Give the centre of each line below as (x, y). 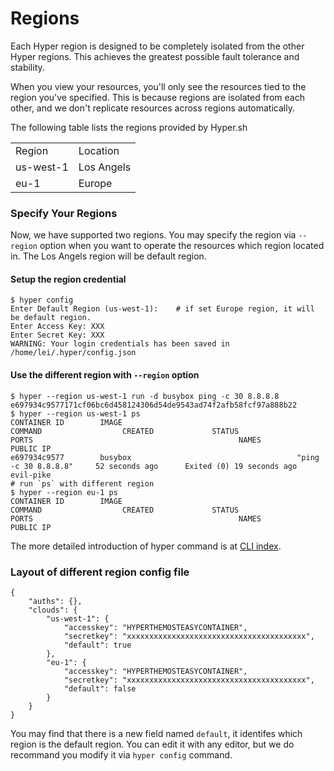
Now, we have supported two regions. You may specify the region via (153, 235)
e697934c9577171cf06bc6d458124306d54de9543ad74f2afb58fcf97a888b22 (154, 405)
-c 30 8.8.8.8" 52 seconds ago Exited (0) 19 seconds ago (154, 466)
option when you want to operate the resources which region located (182, 246)
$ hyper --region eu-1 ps (64, 492)
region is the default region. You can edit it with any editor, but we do (152, 744)
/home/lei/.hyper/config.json (73, 353)
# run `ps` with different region (82, 483)
